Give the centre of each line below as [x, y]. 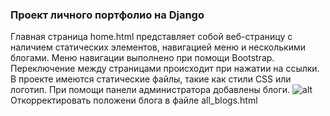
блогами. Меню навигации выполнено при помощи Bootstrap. [142, 58]
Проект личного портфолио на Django [107, 15]
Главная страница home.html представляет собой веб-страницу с [151, 37]
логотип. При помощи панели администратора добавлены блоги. [150, 90]
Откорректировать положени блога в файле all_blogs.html [134, 100]
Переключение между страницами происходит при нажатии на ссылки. [165, 69]
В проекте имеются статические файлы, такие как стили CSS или [151, 79]
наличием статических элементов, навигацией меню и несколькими [158, 47]
